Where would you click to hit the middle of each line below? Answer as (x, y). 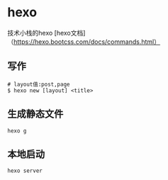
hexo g (17, 131)
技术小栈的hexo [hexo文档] (46, 33)
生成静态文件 (35, 114)
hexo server (25, 171)
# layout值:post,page (39, 84)
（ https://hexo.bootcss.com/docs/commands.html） (84, 41)
